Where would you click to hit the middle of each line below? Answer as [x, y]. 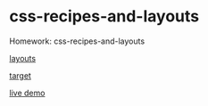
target [20, 75]
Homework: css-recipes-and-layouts [77, 41]
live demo [27, 93]
